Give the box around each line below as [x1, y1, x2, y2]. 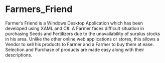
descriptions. [5, 51, 33, 58]
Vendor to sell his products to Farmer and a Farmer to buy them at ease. [5, 41, 154, 47]
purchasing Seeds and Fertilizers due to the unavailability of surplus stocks [5, 30, 160, 36]
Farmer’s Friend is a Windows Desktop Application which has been [5, 20, 143, 26]
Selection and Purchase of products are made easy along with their [5, 46, 144, 52]
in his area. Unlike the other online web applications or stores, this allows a [5, 36, 159, 42]
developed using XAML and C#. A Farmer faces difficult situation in [5, 25, 144, 31]
